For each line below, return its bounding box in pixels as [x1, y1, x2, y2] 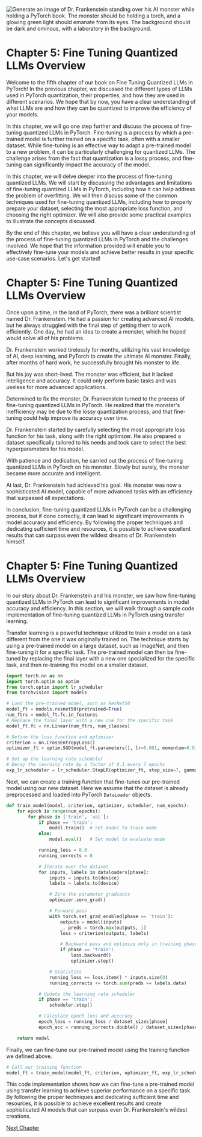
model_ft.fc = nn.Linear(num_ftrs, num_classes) [6, 723, 130, 729]
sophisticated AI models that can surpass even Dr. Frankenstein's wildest [6, 1106, 188, 1113]
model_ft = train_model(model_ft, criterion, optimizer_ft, [6, 1069, 161, 1076]
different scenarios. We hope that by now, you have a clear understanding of [6, 98, 196, 105]
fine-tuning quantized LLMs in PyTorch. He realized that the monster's [6, 401, 180, 408]
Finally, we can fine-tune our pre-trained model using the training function [6, 1046, 190, 1053]
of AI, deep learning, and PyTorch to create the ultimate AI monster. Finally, [6, 352, 192, 359]
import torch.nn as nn [6, 673, 63, 679]
